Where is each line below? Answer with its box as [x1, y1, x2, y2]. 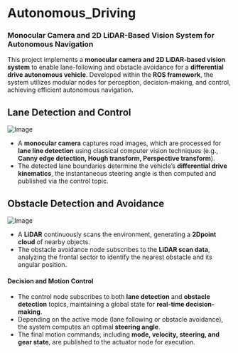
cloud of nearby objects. [17, 238, 90, 246]
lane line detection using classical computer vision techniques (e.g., [17, 147, 219, 155]
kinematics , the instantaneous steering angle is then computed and [17, 169, 217, 178]
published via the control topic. [17, 176, 109, 186]
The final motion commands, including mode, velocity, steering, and [17, 330, 220, 339]
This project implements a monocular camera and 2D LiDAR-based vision [7, 56, 226, 64]
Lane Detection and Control [7, 106, 131, 118]
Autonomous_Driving [7, 5, 136, 21]
